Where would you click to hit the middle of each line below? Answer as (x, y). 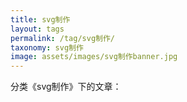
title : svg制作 (40, 19)
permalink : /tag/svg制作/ (62, 38)
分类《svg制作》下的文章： (66, 87)
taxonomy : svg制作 (47, 47)
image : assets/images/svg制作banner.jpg (94, 57)
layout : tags (37, 29)
